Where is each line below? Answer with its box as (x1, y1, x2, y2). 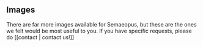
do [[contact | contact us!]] (6, 33, 75, 41)
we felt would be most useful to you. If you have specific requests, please (6, 27, 192, 34)
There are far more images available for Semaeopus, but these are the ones (6, 20, 197, 28)
